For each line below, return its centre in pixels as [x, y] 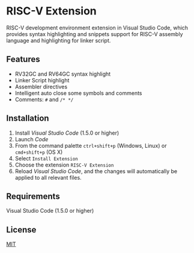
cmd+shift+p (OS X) [39, 152]
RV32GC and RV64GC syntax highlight [63, 74]
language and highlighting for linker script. [59, 40]
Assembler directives [41, 87]
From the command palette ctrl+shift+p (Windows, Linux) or [91, 145]
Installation [28, 118]
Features [23, 59]
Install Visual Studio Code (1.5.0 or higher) [67, 133]
